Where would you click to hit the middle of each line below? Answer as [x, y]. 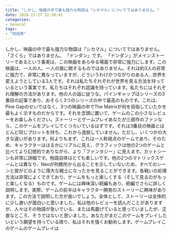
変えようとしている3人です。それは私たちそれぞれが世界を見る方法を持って [85, 81]
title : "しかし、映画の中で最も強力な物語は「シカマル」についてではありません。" [82, 10]
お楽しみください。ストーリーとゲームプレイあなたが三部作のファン [86, 119]
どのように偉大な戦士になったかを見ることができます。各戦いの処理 [95, 170]
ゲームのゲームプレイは [34, 228]
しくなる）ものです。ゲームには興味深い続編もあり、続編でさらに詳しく [90, 183]
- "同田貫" [16, 34]
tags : [11, 29]
